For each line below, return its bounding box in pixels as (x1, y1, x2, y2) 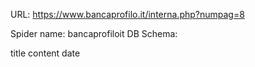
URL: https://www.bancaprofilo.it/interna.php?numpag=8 (10, 9, 245, 20)
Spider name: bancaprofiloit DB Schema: (10, 28, 178, 39)
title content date (10, 47, 81, 59)
